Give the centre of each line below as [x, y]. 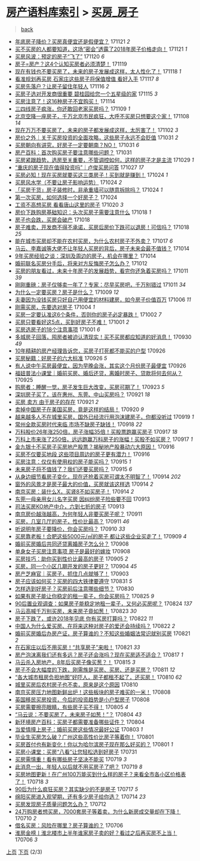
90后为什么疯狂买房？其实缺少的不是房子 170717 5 [76, 789]
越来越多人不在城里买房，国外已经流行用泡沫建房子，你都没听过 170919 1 [104, 416]
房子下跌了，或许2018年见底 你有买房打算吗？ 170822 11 [84, 618]
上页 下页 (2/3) [24, 851]
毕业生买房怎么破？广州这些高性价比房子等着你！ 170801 [84, 737]
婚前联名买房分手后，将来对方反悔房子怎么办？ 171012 [81, 263]
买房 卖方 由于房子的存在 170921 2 [57, 402]
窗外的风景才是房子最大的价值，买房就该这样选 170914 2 [84, 484]
